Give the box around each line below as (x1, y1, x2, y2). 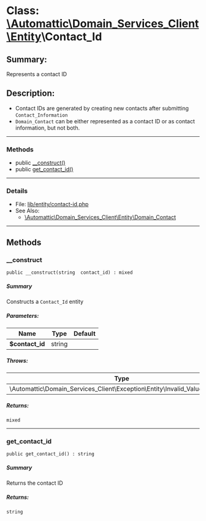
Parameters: (6, 312, 39, 319)
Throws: (6, 357, 29, 364)
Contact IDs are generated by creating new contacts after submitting (15, 104, 189, 112)
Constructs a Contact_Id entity (6, 298, 84, 306)
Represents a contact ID (6, 71, 67, 77)
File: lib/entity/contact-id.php (15, 201, 89, 208)
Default (73, 330, 96, 338)
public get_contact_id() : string (6, 451, 95, 457)
